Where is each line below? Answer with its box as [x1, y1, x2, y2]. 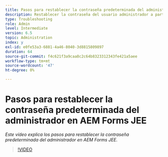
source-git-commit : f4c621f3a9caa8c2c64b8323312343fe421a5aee [5, 53, 137, 59]
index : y [5, 40, 23, 45]
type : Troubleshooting [5, 16, 52, 21]
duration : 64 [5, 49, 32, 54]
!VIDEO [17, 146, 32, 152]
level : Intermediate [5, 26, 48, 31]
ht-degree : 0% [5, 68, 35, 73]
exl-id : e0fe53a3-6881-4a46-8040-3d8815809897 [5, 44, 104, 49]
